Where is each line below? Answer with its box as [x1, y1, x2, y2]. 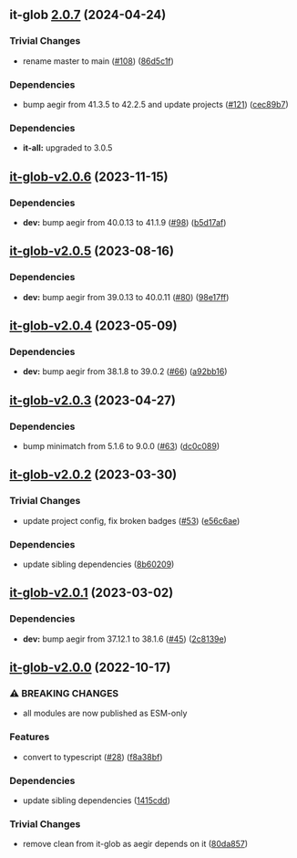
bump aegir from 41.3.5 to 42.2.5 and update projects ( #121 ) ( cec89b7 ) [22, 99, 289, 110]
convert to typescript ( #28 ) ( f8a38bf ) [22, 751, 163, 762]
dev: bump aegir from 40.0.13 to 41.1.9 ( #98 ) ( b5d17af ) [22, 216, 227, 227]
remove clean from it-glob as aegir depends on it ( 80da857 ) [22, 839, 249, 850]
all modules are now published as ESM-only [22, 707, 188, 719]
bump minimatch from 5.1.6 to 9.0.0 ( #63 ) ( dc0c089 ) [22, 441, 220, 452]
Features [9, 730, 50, 743]
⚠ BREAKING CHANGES [9, 687, 119, 700]
